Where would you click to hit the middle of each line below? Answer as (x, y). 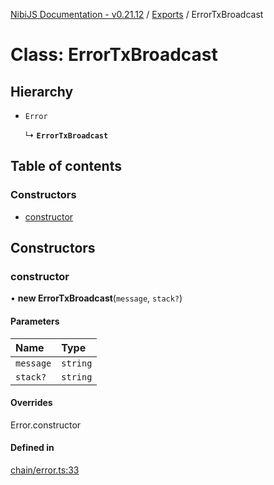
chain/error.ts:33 (45, 470)
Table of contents (66, 166)
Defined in (32, 448)
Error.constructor (46, 425)
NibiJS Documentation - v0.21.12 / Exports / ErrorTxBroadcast (137, 14)
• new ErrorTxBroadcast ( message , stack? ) (96, 298)
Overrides (31, 403)
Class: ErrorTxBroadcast (114, 55)
